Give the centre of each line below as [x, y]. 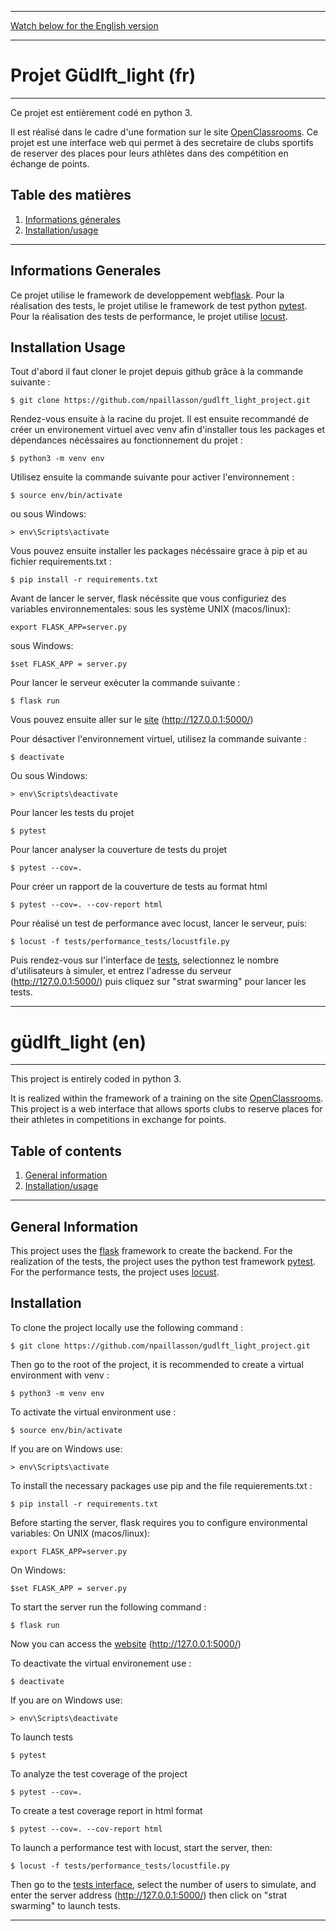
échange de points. [50, 163]
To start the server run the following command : [108, 1607]
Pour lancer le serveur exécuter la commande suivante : [125, 683]
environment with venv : [60, 1375]
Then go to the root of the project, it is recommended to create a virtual [157, 1364]
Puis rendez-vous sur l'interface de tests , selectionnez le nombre [145, 960]
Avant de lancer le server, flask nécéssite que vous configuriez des [148, 598]
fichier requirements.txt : [61, 562]
